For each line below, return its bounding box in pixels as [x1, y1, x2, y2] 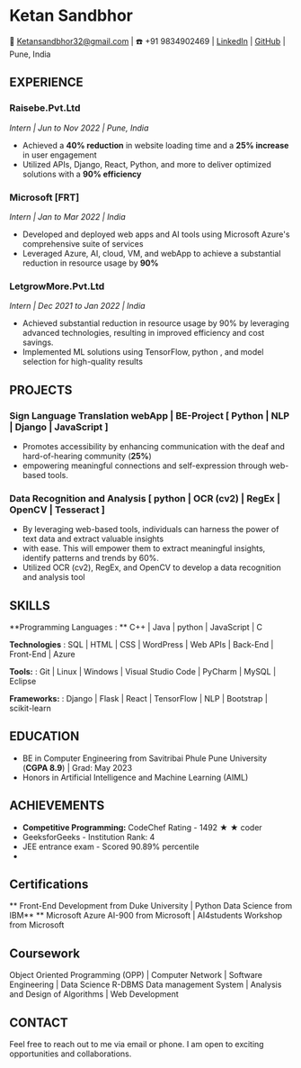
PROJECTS [9, 382, 73, 397]
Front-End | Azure [9, 649, 75, 660]
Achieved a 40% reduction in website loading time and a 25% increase [22, 140, 289, 150]
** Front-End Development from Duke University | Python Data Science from [9, 901, 293, 911]
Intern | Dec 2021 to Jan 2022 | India [9, 301, 146, 312]
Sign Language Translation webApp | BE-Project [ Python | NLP [9, 409, 290, 421]
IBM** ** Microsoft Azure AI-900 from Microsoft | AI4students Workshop [9, 910, 283, 921]
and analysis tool [22, 572, 85, 583]
